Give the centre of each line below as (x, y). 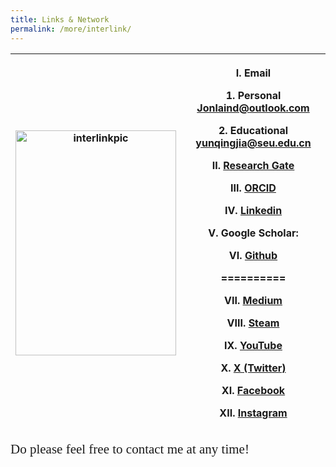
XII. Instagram (253, 413)
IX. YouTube (253, 345)
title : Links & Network (60, 19)
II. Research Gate (253, 165)
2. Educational (253, 130)
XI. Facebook (253, 390)
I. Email (253, 73)
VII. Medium (253, 300)
